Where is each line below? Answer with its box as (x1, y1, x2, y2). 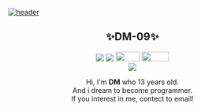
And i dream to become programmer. (72, 86, 193, 95)
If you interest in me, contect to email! (70, 94, 195, 104)
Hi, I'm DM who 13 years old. (85, 77, 180, 87)
